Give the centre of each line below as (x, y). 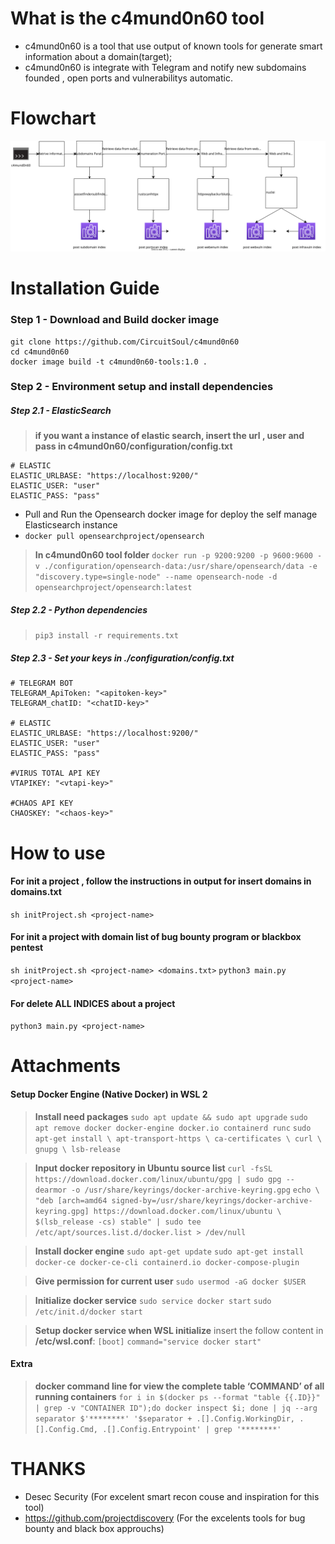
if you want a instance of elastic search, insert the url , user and (169, 436)
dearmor (50, 1190)
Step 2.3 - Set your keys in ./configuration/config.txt (122, 658)
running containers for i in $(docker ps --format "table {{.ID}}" (177, 1396)
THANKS (48, 1468)
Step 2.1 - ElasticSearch (61, 411)
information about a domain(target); (98, 56)
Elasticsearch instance (71, 525)
